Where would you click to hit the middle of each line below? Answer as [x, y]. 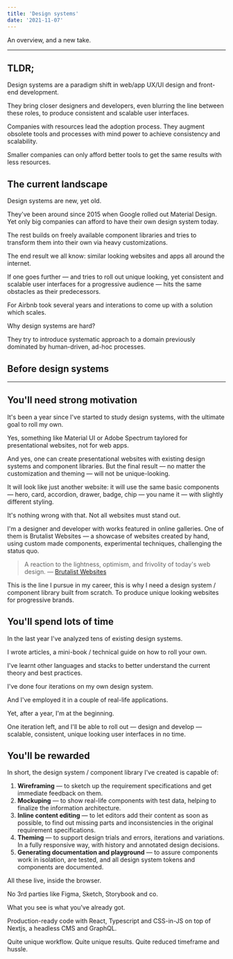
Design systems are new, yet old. [54, 201]
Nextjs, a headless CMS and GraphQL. [62, 928]
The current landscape [58, 184]
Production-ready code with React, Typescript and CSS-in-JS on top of [109, 921]
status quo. [23, 550]
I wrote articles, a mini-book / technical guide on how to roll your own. [107, 652]
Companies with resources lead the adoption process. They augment [106, 126]
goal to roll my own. [35, 424]
